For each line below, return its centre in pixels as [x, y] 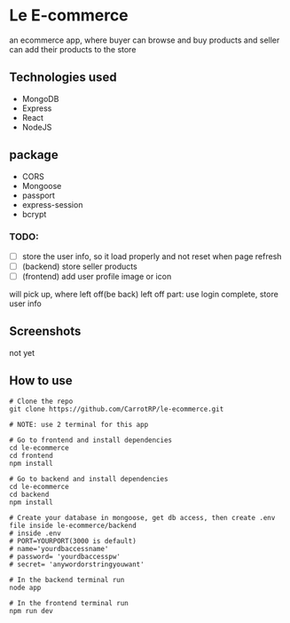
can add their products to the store [73, 49]
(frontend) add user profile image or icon [97, 276]
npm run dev [31, 611]
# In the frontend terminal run [69, 603]
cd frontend [31, 455]
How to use [41, 381]
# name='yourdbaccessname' [59, 548]
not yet [22, 352]
